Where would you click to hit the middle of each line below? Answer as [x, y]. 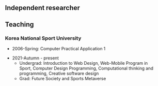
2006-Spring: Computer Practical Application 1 [59, 49]
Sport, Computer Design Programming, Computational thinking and [86, 68]
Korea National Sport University [43, 38]
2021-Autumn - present [35, 58]
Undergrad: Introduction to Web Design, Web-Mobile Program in [83, 63]
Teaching [19, 24]
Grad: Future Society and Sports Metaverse [63, 79]
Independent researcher [42, 8]
